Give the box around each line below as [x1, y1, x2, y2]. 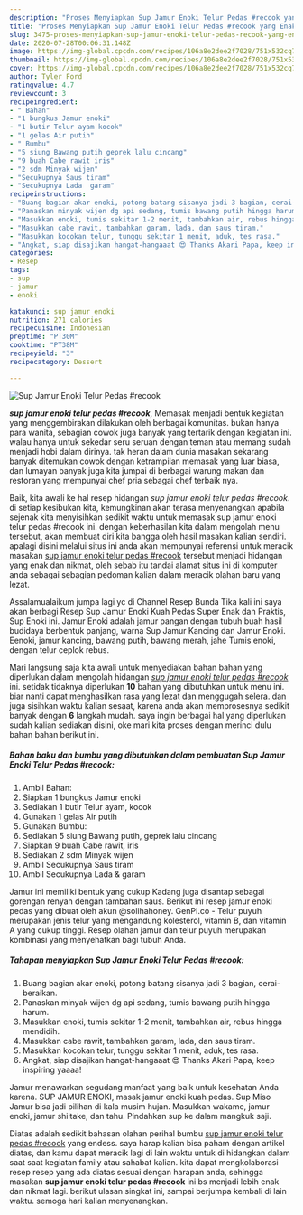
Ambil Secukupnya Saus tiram [22, 859, 134, 870]
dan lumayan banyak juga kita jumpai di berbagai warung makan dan [9, 465, 265, 476]
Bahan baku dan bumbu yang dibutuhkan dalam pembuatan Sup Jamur [9, 749, 286, 760]
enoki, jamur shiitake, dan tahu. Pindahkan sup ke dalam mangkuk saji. [9, 1110, 272, 1121]
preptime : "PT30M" [9, 332, 78, 342]
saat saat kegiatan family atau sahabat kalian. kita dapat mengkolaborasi [9, 1156, 279, 1167]
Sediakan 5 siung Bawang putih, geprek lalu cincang [22, 830, 218, 841]
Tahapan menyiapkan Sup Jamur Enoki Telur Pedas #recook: [9, 955, 245, 965]
